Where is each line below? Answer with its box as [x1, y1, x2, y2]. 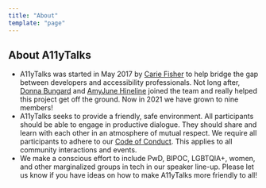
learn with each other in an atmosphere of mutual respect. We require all [19, 129, 257, 138]
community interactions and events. [19, 145, 137, 155]
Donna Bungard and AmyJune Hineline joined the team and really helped [19, 86, 258, 96]
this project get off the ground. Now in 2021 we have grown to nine [19, 94, 239, 104]
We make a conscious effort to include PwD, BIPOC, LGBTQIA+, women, [19, 154, 256, 163]
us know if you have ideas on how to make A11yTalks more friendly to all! [19, 171, 258, 180]
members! [19, 103, 53, 113]
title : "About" [8, 11, 59, 20]
